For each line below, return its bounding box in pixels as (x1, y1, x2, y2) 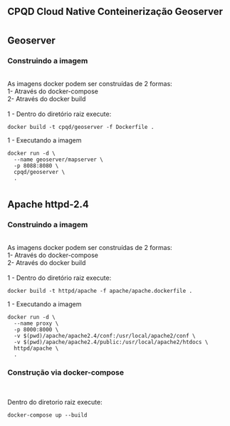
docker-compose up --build (7, 411, 88, 419)
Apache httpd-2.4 (7, 199, 89, 211)
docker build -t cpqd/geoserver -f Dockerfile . (7, 123, 155, 130)
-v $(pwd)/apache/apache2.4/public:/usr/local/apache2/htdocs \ (14, 338, 209, 346)
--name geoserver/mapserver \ (14, 156, 103, 163)
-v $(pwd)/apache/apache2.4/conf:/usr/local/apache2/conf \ (14, 333, 196, 340)
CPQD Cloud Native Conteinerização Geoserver (7, 6, 223, 18)
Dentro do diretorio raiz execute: (7, 398, 103, 406)
